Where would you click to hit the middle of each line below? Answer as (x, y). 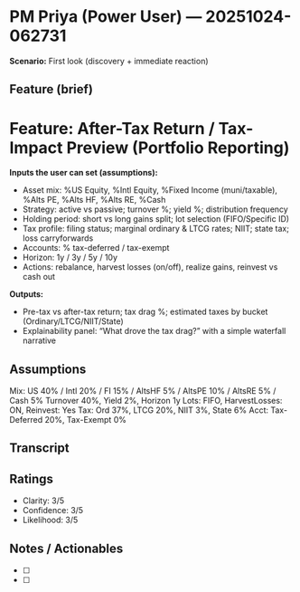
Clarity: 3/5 (43, 501)
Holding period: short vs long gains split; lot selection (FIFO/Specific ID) (156, 219)
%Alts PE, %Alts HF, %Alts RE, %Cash (94, 200)
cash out (39, 277)
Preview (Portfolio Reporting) (178, 148)
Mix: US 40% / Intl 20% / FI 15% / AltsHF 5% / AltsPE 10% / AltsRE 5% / (143, 391)
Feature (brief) (51, 89)
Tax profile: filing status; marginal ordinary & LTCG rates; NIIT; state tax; (155, 229)
